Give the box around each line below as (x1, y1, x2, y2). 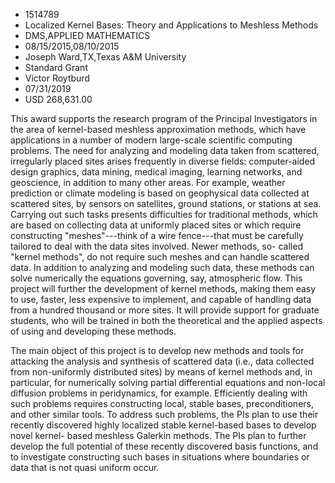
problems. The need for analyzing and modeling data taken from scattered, (10, 145, 320, 156)
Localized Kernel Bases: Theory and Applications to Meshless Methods (24, 19, 319, 31)
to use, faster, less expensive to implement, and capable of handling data (10, 294, 312, 305)
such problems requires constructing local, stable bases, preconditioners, (10, 398, 314, 409)
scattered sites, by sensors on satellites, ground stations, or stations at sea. (10, 198, 322, 209)
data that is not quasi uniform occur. (10, 462, 160, 473)
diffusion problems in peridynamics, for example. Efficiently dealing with (10, 387, 308, 399)
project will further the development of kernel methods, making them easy (10, 283, 317, 294)
